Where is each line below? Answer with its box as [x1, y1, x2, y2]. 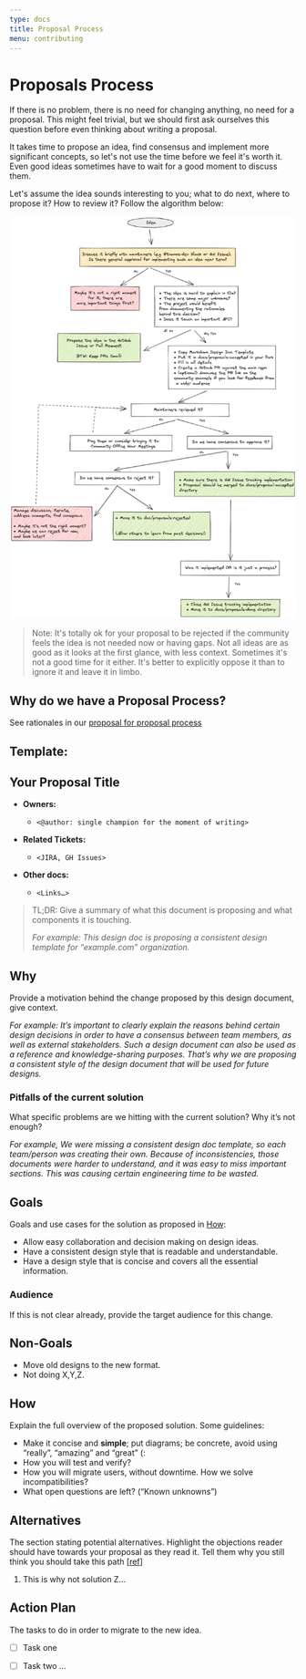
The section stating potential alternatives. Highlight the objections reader [9, 1537, 283, 1548]
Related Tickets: [22, 834, 87, 845]
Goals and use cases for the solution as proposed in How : [9, 1218, 227, 1230]
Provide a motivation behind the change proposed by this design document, [9, 992, 294, 1003]
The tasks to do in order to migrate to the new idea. [9, 1624, 202, 1635]
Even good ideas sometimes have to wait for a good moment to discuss [9, 161, 278, 172]
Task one [22, 1642, 57, 1653]
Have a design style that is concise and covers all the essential [22, 1256, 259, 1267]
